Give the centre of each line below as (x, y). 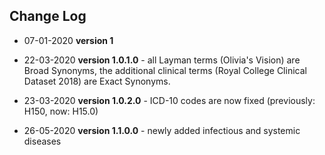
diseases (42, 141)
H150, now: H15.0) (61, 111)
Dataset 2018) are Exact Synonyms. (97, 81)
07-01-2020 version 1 (68, 40)
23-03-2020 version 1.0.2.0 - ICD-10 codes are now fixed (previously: (169, 100)
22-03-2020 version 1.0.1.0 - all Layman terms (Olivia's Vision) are (162, 60)
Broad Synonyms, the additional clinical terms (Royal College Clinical (165, 70)
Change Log (48, 16)
